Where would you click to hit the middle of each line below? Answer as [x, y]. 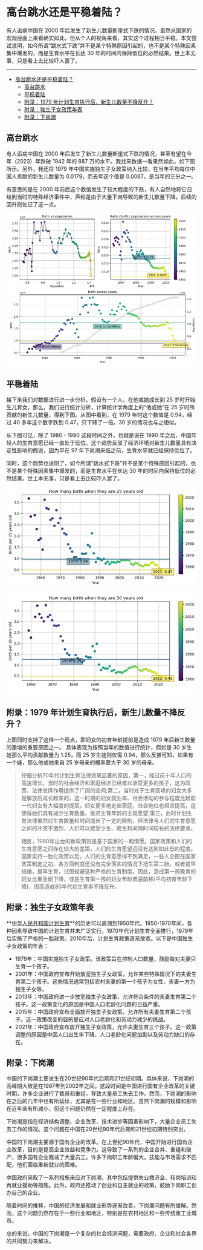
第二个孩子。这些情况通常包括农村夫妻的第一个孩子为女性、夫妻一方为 [108, 981]
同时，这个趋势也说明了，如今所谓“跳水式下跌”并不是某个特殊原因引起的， [99, 463]
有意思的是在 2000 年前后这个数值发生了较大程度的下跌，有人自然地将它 [96, 189]
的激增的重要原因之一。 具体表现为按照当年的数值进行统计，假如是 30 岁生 [99, 747]
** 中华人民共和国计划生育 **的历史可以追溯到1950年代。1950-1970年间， [97, 923]
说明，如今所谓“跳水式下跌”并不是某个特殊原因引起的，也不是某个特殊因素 [104, 45]
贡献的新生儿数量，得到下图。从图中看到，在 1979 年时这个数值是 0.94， [97, 415]
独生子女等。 [31, 989]
